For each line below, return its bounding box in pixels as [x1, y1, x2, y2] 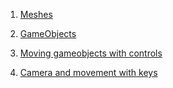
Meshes [19, 9, 53, 20]
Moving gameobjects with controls [19, 47, 163, 59]
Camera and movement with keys [19, 67, 158, 78]
